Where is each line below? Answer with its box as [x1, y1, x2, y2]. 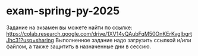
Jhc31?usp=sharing [6, 36, 55, 43]
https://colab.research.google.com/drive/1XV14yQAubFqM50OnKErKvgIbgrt [6, 30, 192, 37]
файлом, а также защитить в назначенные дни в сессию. [6, 43, 152, 50]
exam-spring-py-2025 [6, 4, 120, 18]
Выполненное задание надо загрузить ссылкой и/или [55, 36, 191, 43]
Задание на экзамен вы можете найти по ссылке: [6, 24, 133, 31]
